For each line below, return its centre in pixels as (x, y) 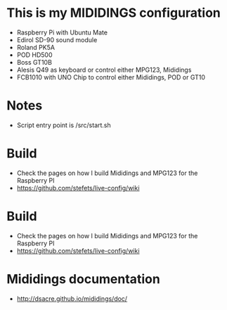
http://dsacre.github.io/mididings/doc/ (72, 298)
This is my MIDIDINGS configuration (113, 13)
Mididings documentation (84, 279)
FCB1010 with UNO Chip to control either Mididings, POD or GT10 (111, 77)
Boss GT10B (34, 62)
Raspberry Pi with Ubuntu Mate (62, 32)
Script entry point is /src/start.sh (64, 125)
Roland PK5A (36, 47)
